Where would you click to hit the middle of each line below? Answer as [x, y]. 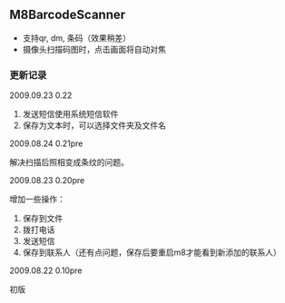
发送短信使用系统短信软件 [70, 114]
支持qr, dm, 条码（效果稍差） [77, 38]
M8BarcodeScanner [68, 15]
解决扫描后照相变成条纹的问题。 [69, 162]
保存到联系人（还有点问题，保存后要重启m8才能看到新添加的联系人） [152, 252]
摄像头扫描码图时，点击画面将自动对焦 [94, 49]
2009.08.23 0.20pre [47, 181]
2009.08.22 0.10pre [46, 270]
